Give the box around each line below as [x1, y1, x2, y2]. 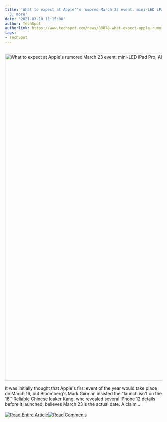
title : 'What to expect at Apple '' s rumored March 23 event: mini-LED [5, 7, 155, 12]
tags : [5, 30, 16, 35]
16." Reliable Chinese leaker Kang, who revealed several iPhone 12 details [5, 396, 156, 402]
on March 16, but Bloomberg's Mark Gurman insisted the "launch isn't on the [5, 390, 162, 396]
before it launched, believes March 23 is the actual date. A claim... [5, 401, 141, 407]
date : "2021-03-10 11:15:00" [5, 16, 66, 21]
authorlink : [5, 26, 30, 31]
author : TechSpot [5, 21, 41, 26]
